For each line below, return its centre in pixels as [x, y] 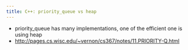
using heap [28, 34]
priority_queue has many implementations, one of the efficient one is [98, 28]
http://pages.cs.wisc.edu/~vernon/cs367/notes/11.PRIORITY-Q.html [97, 41]
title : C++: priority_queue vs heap [51, 11]
